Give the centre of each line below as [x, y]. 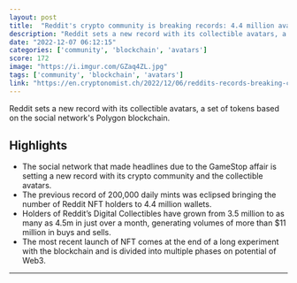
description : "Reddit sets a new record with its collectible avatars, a [148, 34]
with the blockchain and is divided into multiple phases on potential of [149, 251]
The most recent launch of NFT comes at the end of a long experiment [150, 242]
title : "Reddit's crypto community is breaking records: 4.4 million [142, 26]
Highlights [38, 145]
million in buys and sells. [67, 233]
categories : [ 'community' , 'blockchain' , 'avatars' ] [108, 50]
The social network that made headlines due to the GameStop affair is [149, 167]
